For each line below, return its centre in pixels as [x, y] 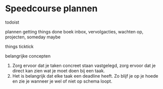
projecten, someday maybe [33, 37]
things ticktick [19, 46]
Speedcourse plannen [51, 9]
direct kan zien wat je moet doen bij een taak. [59, 71]
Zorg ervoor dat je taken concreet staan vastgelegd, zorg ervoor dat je [84, 65]
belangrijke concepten [28, 56]
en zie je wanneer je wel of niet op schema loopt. [62, 81]
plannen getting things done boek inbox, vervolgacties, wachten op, [74, 31]
